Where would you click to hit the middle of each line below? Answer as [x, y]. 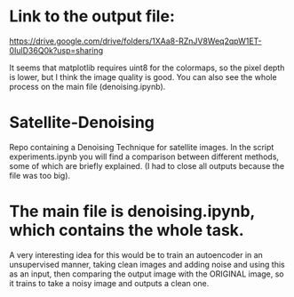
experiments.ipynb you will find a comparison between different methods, [144, 157]
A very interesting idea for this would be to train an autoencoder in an [136, 254]
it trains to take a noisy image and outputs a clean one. [109, 283]
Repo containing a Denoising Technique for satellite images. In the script [142, 147]
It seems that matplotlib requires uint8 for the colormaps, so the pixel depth [147, 68]
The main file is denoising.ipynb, [132, 212]
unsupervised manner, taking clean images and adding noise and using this [147, 264]
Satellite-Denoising [82, 123]
